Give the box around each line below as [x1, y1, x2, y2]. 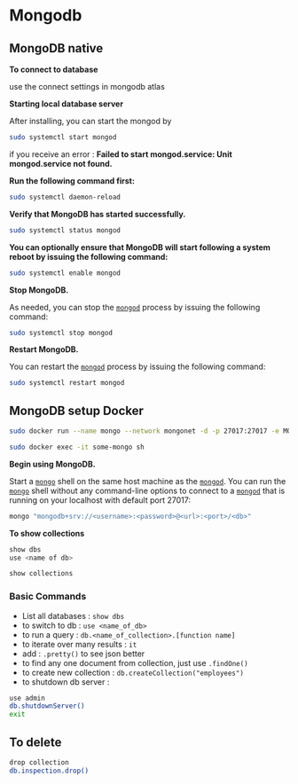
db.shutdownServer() [9, 702, 86, 710]
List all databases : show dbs [21, 610, 125, 621]
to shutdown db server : [21, 676, 110, 687]
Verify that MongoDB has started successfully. [9, 208, 186, 219]
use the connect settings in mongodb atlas [9, 82, 166, 91]
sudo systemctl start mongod [9, 133, 117, 142]
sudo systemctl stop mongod [9, 328, 114, 337]
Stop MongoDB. [9, 285, 69, 295]
